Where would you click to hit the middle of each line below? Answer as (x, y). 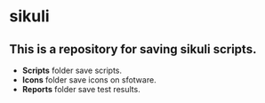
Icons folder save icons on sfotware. (89, 80)
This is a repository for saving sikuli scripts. (133, 49)
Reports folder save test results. (81, 89)
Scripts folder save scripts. (72, 70)
